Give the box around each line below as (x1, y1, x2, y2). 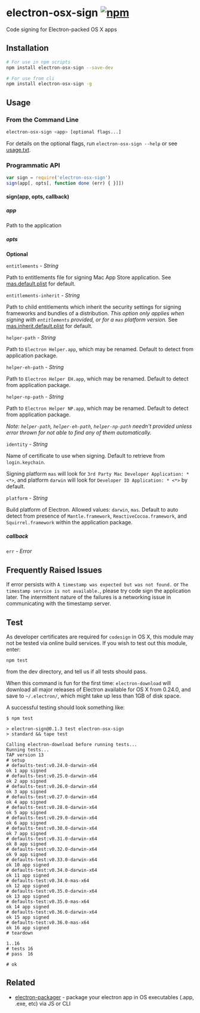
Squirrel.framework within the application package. (6, 519, 133, 526)
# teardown (6, 930, 33, 936)
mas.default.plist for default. (6, 280, 76, 287)
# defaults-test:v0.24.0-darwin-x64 (6, 762, 97, 768)
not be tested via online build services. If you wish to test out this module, (6, 639, 187, 646)
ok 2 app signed (6, 778, 47, 784)
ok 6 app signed (6, 820, 47, 826)
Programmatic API (6, 161, 60, 169)
